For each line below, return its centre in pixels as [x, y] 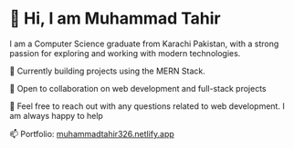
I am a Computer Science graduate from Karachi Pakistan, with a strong [144, 44]
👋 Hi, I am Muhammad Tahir [115, 19]
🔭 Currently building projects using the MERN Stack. [107, 71]
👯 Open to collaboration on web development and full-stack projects [138, 88]
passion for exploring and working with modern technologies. [125, 53]
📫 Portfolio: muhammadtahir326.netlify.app [92, 133]
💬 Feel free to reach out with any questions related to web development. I [147, 106]
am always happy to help [56, 115]
